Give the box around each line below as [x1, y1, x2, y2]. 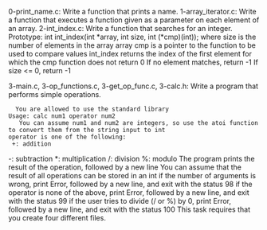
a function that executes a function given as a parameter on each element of [8, 15, 260, 25]
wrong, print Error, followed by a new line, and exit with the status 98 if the [8, 179, 253, 189]
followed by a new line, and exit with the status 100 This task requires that [8, 205, 251, 214]
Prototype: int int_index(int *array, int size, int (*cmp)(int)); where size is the [8, 32, 257, 41]
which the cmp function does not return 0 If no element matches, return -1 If [8, 57, 259, 67]
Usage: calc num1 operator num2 [8, 112, 116, 120]
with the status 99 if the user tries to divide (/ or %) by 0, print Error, [8, 197, 231, 205]
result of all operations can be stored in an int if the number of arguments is [8, 171, 257, 180]
